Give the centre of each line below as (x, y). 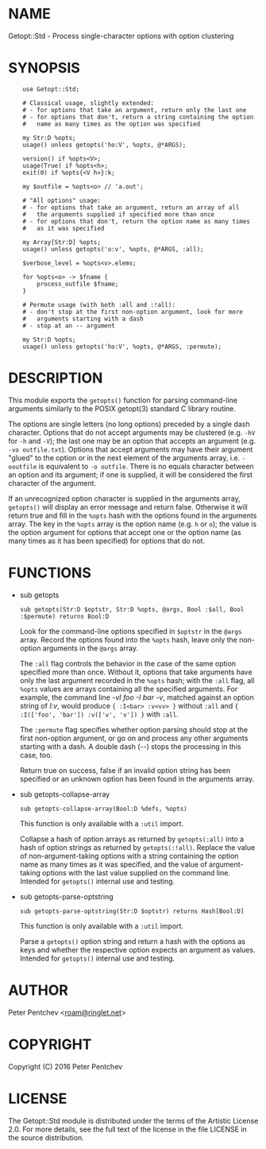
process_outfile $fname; (78, 284)
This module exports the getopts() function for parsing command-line (123, 400)
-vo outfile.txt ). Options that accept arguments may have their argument (131, 449)
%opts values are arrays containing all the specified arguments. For (129, 689)
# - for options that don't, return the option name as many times (136, 221)
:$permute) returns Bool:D (64, 616)
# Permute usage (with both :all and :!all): (99, 305)
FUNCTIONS (50, 573)
